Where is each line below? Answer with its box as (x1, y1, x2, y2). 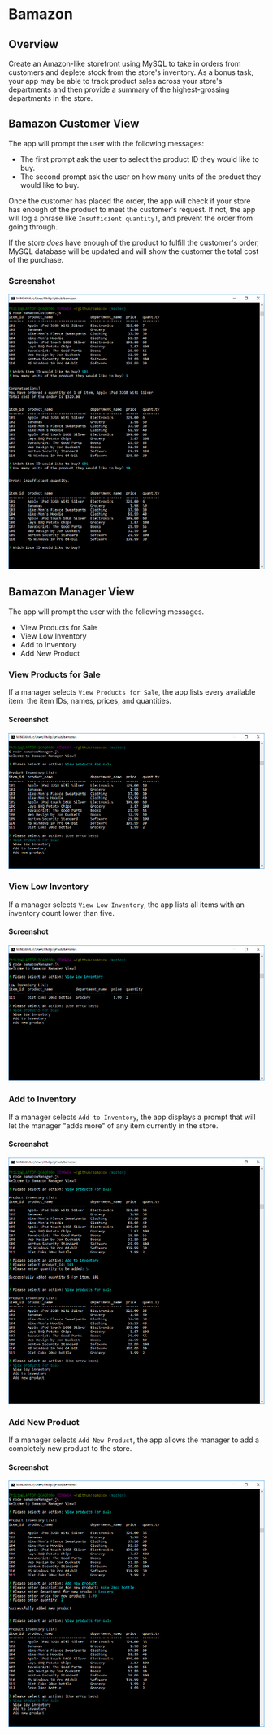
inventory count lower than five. (8, 908, 115, 918)
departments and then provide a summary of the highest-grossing (8, 85, 230, 94)
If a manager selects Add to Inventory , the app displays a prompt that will (8, 1112, 256, 1122)
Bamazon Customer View (8, 117, 140, 131)
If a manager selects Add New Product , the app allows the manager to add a (8, 1435, 260, 1445)
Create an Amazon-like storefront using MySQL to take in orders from (8, 59, 241, 68)
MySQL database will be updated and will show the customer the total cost (8, 246, 259, 256)
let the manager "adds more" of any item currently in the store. (8, 1120, 219, 1131)
